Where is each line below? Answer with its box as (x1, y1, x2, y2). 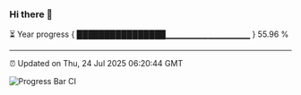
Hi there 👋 (9, 8, 54, 21)
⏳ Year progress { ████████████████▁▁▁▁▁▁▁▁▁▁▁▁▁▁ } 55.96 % (9, 29, 289, 39)
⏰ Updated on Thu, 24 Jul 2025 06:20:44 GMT (9, 58, 184, 69)
